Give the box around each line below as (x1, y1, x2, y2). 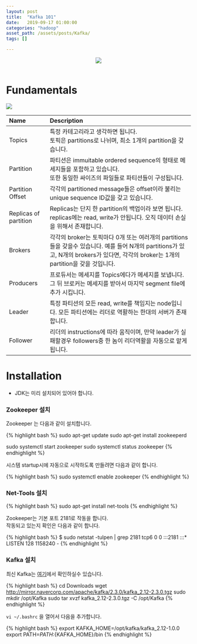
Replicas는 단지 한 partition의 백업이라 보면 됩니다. (49, 204, 183, 213)
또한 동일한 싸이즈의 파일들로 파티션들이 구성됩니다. (49, 174, 184, 182)
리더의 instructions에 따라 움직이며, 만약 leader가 (49, 328, 180, 336)
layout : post (6, 8, 38, 15)
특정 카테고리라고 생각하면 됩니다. (49, 127, 138, 136)
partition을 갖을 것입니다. (49, 259, 116, 268)
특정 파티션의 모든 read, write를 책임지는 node (49, 299, 172, 307)
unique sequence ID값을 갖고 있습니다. (49, 193, 153, 201)
